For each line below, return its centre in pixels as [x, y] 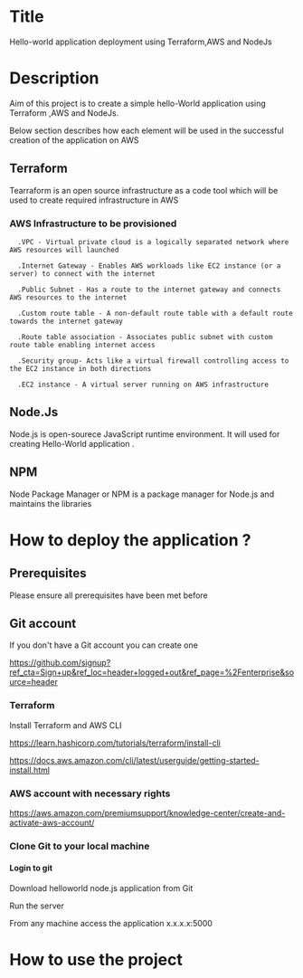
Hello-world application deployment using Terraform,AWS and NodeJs [141, 42]
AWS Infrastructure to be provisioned [93, 223]
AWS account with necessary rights [90, 793]
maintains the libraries [51, 503]
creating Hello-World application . [72, 443]
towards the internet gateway [66, 321]
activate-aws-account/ [52, 823]
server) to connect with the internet [82, 273]
